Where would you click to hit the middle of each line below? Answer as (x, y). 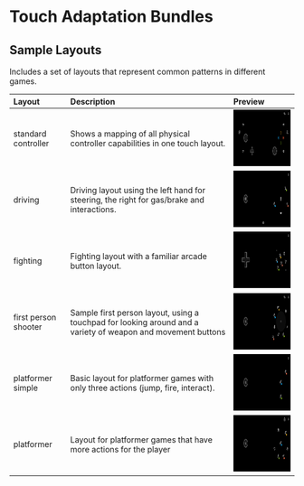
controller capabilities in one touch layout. (148, 144)
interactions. (93, 209)
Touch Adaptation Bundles (112, 17)
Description (93, 101)
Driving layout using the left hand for (138, 190)
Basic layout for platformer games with (142, 379)
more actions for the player (120, 449)
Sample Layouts (56, 50)
